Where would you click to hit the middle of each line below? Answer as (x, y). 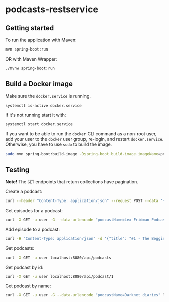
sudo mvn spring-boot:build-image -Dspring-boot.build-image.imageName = (83, 154)
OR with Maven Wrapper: (31, 59)
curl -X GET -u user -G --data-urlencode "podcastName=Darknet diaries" (83, 295)
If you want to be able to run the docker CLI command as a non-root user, (81, 134)
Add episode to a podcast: (33, 229)
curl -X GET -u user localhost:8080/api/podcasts (58, 258)
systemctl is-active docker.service (44, 105)
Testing (17, 169)
